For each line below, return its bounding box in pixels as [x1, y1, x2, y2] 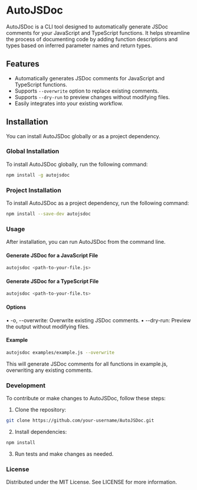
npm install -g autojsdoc [6, 172, 70, 178]
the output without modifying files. [6, 323, 90, 330]
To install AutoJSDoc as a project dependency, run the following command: [6, 200, 189, 207]
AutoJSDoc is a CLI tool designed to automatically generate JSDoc [6, 23, 168, 30]
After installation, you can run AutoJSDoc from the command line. [6, 239, 166, 246]
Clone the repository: [14, 406, 67, 413]
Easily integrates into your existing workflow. [14, 100, 123, 107]
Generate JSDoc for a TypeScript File [6, 277, 99, 285]
